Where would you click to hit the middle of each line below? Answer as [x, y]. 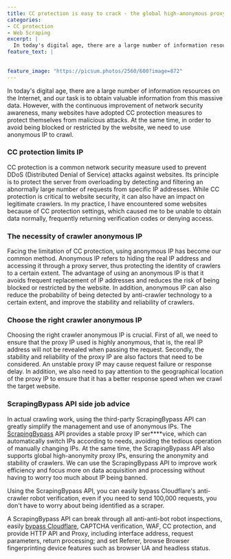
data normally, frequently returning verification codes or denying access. [111, 218]
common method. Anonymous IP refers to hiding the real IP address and [109, 259]
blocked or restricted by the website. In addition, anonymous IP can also [109, 288]
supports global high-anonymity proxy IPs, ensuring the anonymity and [108, 455]
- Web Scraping [29, 33]
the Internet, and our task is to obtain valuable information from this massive [115, 98]
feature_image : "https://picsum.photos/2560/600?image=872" [95, 71]
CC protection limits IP [45, 152]
